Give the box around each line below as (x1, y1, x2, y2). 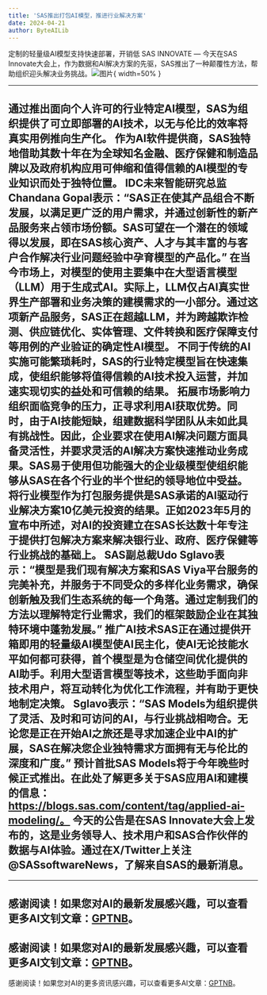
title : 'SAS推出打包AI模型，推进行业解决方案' (8, 11, 147, 20)
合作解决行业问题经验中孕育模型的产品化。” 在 (18, 251, 240, 264)
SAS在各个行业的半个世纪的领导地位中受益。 (29, 474, 248, 487)
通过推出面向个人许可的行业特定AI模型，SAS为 (8, 102, 238, 115)
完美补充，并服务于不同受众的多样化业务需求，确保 (8, 578, 258, 591)
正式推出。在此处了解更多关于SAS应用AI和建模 (18, 771, 249, 785)
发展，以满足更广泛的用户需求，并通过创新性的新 (8, 206, 248, 219)
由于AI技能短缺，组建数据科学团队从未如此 (29, 414, 238, 428)
